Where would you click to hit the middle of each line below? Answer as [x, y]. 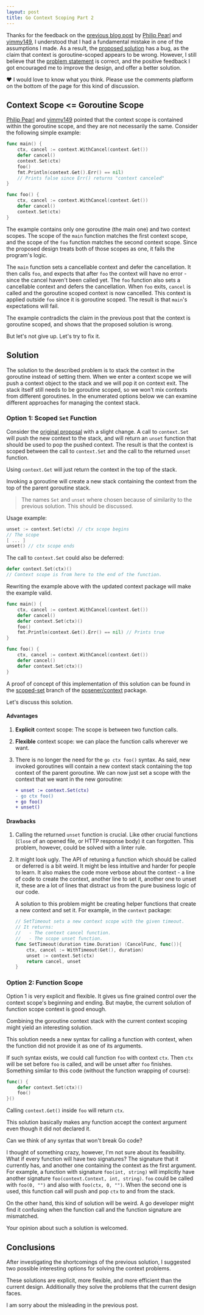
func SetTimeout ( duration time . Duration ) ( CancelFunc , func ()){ [98, 944]
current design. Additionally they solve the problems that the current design [101, 1286]
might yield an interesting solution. [50, 1027]
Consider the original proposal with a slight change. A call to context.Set [97, 431]
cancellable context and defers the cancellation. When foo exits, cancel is [99, 286]
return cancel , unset [54, 961]
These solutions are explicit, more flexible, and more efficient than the [94, 1280]
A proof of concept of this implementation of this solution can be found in [98, 683]
